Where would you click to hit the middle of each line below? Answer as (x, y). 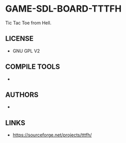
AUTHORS (22, 95)
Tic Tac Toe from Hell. (28, 23)
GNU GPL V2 (26, 51)
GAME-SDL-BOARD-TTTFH (64, 9)
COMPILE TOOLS (33, 67)
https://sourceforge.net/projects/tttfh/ (52, 135)
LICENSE (20, 39)
